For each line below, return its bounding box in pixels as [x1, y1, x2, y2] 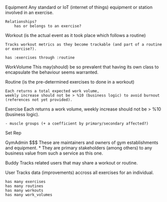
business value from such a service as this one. [5, 150, 103, 156]
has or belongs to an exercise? [14, 23, 81, 28]
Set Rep [5, 130, 21, 135]
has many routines [5, 183, 43, 188]
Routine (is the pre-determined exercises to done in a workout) [5, 79, 135, 84]
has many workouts [5, 188, 43, 193]
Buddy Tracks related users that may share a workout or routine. [5, 160, 138, 165]
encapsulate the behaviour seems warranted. [5, 69, 98, 75]
